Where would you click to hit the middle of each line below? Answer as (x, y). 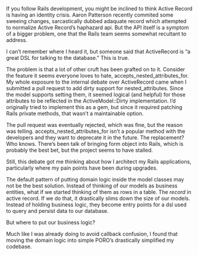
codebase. (19, 246)
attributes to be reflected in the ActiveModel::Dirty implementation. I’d (91, 101)
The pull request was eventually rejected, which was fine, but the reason (95, 125)
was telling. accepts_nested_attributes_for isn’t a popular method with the (96, 131)
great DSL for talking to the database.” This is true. (68, 58)
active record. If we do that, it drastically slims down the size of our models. (98, 198)
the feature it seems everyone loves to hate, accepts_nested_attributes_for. (98, 76)
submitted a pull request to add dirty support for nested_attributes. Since (95, 88)
